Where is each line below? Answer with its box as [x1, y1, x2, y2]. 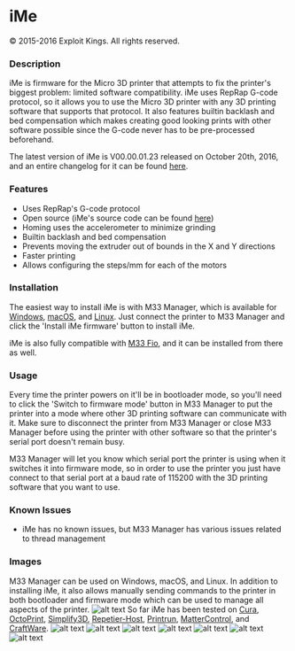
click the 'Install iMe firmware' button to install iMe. [9, 321, 195, 331]
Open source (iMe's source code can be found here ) [21, 213, 214, 223]
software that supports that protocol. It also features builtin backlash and [9, 106, 275, 117]
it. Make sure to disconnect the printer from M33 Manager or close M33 [9, 418, 272, 429]
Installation [9, 282, 59, 294]
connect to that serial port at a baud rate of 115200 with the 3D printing [9, 472, 268, 484]
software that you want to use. [9, 482, 120, 492]
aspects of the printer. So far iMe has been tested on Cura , [9, 604, 260, 615]
